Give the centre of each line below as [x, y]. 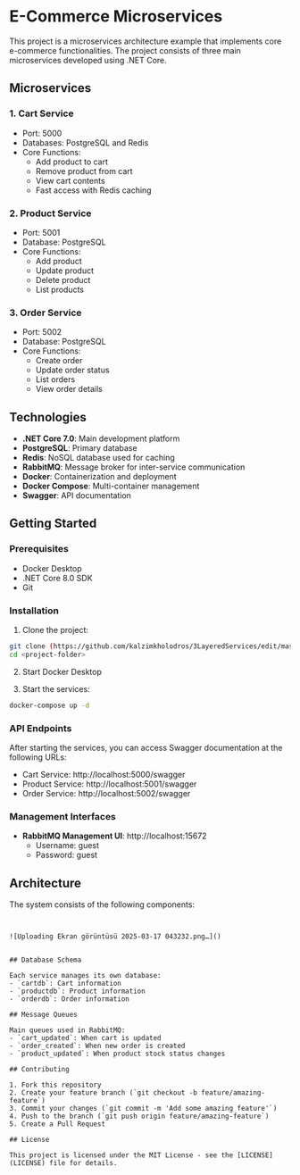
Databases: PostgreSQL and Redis [85, 142]
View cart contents [70, 180]
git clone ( [31, 646]
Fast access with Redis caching [93, 190]
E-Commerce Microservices [116, 17]
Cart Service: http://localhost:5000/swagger [104, 774]
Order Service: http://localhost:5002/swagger [106, 793]
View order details [69, 389]
